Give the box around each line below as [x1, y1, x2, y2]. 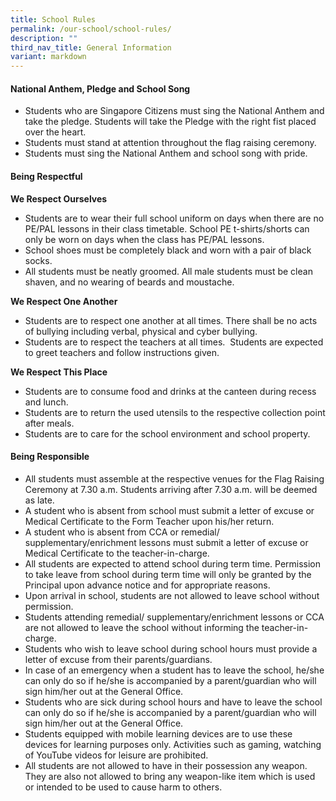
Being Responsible [10, 451, 90, 463]
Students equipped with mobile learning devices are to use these [24, 727, 293, 740]
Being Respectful [10, 170, 83, 182]
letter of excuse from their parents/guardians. [24, 653, 213, 665]
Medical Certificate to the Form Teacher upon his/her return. [24, 515, 275, 527]
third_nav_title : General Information [10, 42, 172, 53]
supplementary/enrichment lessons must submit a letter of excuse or [24, 536, 309, 548]
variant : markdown [10, 52, 87, 62]
